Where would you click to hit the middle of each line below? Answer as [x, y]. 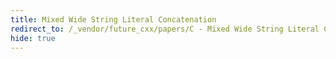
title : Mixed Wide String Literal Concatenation [113, 19]
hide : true [33, 38]
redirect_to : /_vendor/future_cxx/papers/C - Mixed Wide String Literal [165, 29]
